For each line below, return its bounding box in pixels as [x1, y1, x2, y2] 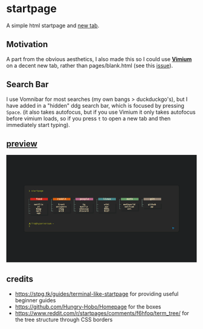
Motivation [6, 39, 48, 50]
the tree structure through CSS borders [14, 316, 113, 323]
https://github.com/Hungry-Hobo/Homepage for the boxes [14, 303, 161, 310]
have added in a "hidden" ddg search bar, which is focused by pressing [6, 102, 184, 109]
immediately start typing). [6, 121, 71, 128]
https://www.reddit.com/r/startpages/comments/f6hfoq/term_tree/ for [14, 309, 189, 316]
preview [6, 138, 37, 149]
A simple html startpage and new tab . [6, 22, 100, 29]
